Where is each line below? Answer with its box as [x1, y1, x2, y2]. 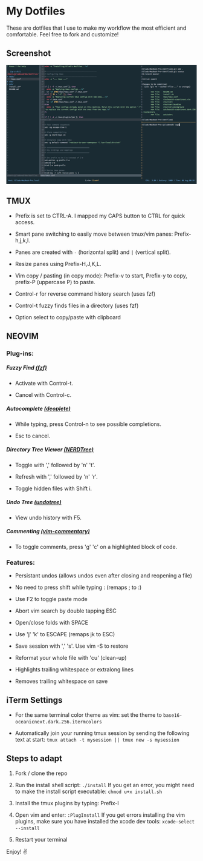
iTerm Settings [6, 695, 63, 705]
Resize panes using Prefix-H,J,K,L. [14, 260, 101, 267]
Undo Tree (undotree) [6, 499, 62, 506]
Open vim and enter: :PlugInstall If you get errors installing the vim [14, 811, 185, 819]
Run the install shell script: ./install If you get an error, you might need [14, 781, 195, 788]
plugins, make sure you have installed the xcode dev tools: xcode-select [14, 817, 195, 825]
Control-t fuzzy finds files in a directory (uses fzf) [14, 302, 139, 309]
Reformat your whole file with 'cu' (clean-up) [14, 654, 127, 662]
